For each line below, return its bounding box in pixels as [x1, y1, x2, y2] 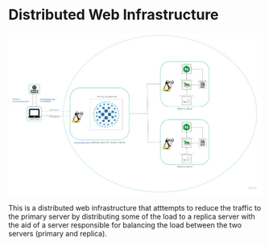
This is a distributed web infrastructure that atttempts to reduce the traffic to [8, 203, 262, 212]
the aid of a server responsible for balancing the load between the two [8, 219, 242, 230]
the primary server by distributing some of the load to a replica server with [8, 211, 255, 221]
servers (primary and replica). [8, 228, 107, 238]
